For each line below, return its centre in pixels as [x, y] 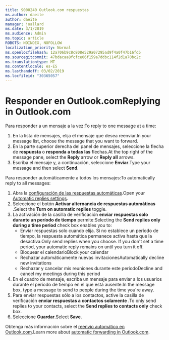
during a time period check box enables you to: [62, 225]
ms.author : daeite [24, 15]
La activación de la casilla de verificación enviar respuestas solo [80, 214]
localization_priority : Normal [38, 48]
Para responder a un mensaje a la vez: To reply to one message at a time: [81, 126]
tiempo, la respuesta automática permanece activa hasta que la [86, 236]
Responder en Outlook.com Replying [83, 101]
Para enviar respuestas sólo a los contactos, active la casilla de [78, 295]
